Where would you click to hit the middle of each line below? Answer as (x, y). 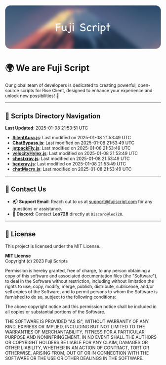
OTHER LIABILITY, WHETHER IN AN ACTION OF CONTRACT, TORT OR (77, 348)
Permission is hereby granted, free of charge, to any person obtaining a (78, 270)
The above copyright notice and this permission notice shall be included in (81, 306)
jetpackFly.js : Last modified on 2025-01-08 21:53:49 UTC (71, 148)
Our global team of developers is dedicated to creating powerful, (71, 85)
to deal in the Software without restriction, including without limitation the (80, 281)
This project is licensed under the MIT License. (53, 246)
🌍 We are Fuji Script (47, 68)
